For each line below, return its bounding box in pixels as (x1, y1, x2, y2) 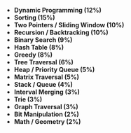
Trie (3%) (13, 95, 43, 104)
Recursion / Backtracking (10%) (13, 28, 109, 36)
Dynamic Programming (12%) (13, 6, 102, 14)
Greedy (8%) (13, 50, 53, 59)
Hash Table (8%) (13, 43, 64, 51)
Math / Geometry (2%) (13, 118, 81, 125)
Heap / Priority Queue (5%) (13, 66, 95, 73)
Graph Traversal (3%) (13, 103, 78, 111)
